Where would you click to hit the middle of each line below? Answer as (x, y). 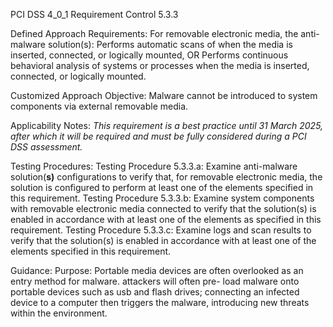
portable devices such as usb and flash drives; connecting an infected (155, 292)
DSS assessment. (46, 147)
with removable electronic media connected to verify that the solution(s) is (163, 208)
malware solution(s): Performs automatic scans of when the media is (151, 44)
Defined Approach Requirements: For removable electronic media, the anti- (165, 33)
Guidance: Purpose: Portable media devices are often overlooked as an (157, 270)
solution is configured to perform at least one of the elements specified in (162, 187)
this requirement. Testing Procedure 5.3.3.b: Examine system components (162, 198)
